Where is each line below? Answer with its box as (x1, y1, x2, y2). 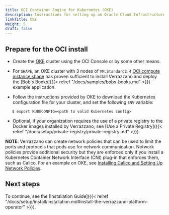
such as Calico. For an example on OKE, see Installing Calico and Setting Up (5, 159, 163, 166)
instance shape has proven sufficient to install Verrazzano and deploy (12, 73, 157, 79)
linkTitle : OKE (5, 17, 37, 22)
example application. (12, 84, 56, 90)
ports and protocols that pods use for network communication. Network (5, 143, 154, 149)
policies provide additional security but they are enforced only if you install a (5, 149, 163, 155)
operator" (5, 204, 25, 210)
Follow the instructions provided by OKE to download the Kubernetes (12, 94, 156, 100)
